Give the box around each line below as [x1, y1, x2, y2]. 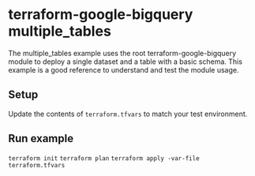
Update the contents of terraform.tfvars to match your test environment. [8, 109, 248, 118]
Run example [8, 132, 73, 145]
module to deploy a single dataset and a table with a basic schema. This [8, 57, 243, 66]
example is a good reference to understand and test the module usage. [8, 65, 239, 74]
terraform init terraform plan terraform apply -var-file [8, 154, 200, 163]
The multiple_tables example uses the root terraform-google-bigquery [8, 48, 237, 58]
